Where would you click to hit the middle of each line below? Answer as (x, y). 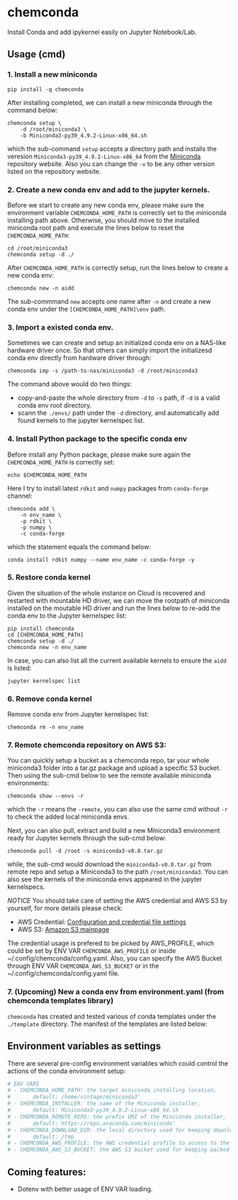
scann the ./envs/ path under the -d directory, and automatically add (118, 413)
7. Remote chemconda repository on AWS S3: (87, 745)
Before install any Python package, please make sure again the (99, 454)
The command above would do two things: (70, 384)
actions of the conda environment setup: (67, 1071)
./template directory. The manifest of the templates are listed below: (107, 1024)
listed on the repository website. (54, 171)
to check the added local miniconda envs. (68, 817)
